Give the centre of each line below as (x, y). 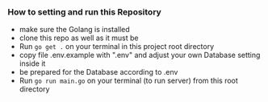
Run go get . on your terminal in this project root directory (117, 47)
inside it (32, 63)
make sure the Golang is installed (74, 30)
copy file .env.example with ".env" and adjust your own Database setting (140, 55)
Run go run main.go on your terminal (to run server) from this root (129, 81)
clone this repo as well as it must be (79, 38)
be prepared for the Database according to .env (98, 72)
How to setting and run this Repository (85, 12)
